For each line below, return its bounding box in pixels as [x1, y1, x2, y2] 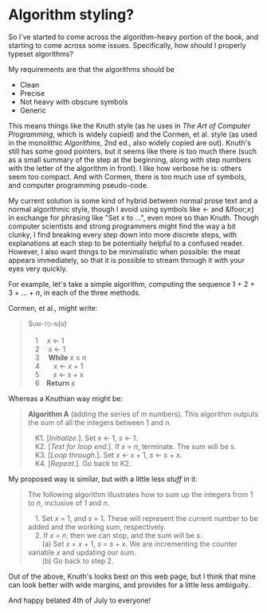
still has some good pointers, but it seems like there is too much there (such [8, 146, 257, 156]
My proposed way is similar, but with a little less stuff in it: [8, 474, 198, 484]
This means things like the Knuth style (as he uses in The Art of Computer [8, 121, 251, 130]
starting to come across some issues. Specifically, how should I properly [8, 40, 246, 50]
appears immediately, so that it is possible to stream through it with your [8, 255, 245, 265]
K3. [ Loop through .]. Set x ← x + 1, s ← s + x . [34, 450, 183, 460]
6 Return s [34, 378, 76, 388]
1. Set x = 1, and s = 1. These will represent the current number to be [34, 513, 259, 523]
